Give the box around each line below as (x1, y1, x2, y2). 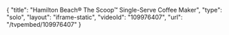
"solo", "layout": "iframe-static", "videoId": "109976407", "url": (6, 13, 183, 21)
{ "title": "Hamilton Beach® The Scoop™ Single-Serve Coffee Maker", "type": (6, 6, 223, 14)
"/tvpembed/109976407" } (6, 21, 82, 28)
